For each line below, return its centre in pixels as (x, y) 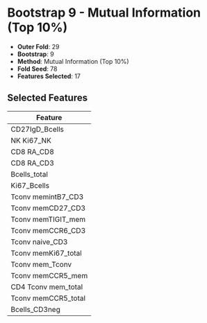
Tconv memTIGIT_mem (48, 219)
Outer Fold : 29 (38, 46)
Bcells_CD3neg (35, 309)
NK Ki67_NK (31, 140)
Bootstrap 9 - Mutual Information (104, 13)
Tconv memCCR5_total (48, 298)
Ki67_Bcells (30, 185)
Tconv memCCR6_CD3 (48, 230)
